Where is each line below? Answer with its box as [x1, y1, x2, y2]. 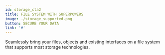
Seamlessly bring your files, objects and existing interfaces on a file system [5, 39, 161, 45]
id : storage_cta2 [5, 7, 41, 12]
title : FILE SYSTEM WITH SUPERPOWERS [5, 12, 84, 17]
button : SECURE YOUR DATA [5, 21, 59, 26]
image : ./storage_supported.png [5, 16, 72, 21]
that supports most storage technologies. [5, 44, 90, 50]
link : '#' [5, 26, 26, 30]
